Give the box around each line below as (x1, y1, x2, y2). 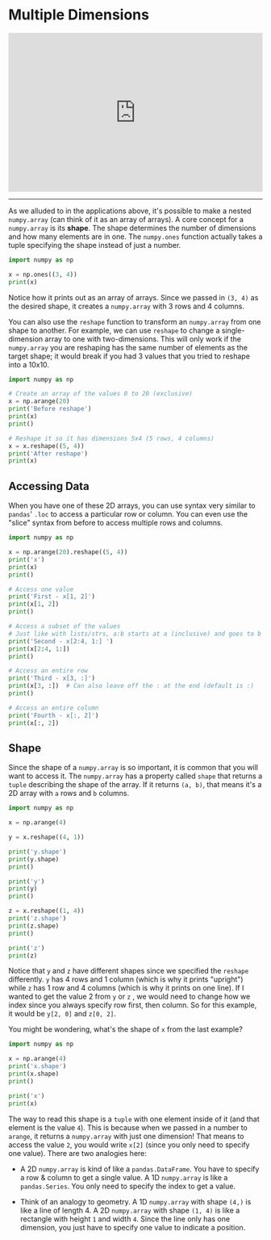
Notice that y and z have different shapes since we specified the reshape (8, 966, 249, 976)
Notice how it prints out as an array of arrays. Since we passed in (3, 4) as (8, 292, 259, 302)
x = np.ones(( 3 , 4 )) (8, 270, 78, 279)
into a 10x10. (8, 359, 50, 369)
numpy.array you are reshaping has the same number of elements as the (8, 342, 248, 352)
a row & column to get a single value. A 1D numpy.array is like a (19, 1172, 228, 1182)
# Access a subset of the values (8, 622, 121, 630)
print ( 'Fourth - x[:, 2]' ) (8, 711, 99, 719)
